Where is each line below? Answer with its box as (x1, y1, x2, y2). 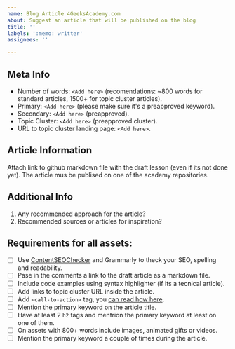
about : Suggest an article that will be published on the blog (7, 17, 196, 24)
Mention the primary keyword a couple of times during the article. (17, 334, 208, 342)
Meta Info (7, 68, 51, 81)
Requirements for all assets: (7, 237, 133, 249)
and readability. (17, 264, 62, 272)
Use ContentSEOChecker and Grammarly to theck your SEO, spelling (17, 256, 217, 264)
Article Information (7, 144, 93, 156)
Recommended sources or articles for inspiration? (17, 217, 163, 225)
